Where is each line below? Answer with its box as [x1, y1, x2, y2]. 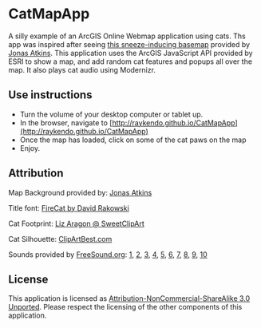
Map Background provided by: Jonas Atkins [8, 188, 152, 197]
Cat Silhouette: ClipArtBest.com [8, 234, 113, 243]
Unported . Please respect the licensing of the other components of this [8, 302, 243, 312]
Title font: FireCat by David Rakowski [8, 203, 129, 212]
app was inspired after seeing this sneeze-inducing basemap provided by [8, 39, 250, 49]
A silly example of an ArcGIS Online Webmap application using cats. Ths [8, 31, 246, 41]
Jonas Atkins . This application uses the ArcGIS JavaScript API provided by [8, 48, 253, 57]
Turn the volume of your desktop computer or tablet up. [19, 109, 204, 119]
